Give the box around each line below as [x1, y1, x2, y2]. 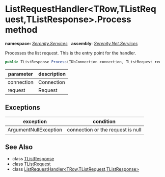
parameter [8, 70, 33, 77]
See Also [5, 143, 33, 152]
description [38, 70, 66, 77]
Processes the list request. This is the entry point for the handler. [5, 50, 137, 56]
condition [92, 118, 116, 125]
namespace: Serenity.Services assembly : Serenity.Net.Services [5, 40, 138, 46]
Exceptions [5, 103, 40, 112]
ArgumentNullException [7, 126, 62, 133]
